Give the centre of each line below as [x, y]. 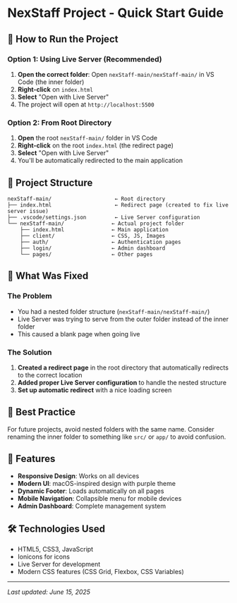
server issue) [28, 211]
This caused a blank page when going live [79, 334]
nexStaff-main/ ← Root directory [86, 199]
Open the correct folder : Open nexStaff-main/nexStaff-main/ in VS [116, 74]
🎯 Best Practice [42, 412]
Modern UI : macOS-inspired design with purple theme [97, 483]
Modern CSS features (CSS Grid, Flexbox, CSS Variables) [101, 572]
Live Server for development [59, 564]
